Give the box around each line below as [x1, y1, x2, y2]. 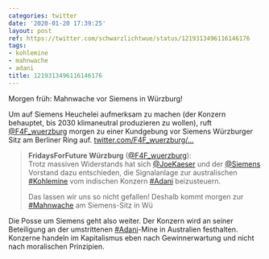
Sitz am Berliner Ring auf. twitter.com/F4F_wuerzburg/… [8, 134, 195, 145]
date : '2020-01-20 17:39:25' [8, 19, 106, 27]
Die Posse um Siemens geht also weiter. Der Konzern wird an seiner [8, 216, 234, 225]
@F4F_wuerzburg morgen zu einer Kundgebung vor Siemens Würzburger [8, 126, 254, 136]
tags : [8, 42, 27, 50]
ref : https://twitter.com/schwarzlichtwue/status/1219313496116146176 [8, 34, 250, 43]
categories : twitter [8, 11, 78, 20]
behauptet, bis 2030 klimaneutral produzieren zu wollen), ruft [8, 117, 212, 127]
